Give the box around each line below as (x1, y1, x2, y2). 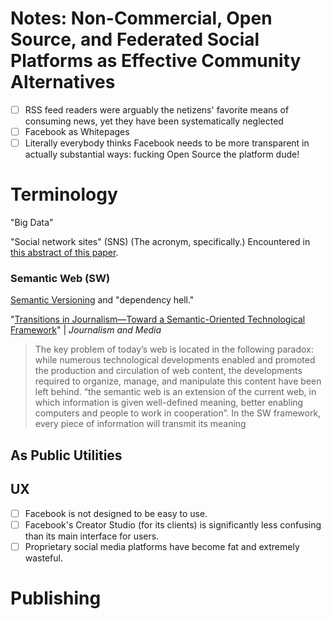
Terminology (10, 183, 118, 206)
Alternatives (10, 71, 116, 94)
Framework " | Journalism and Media (10, 324, 162, 336)
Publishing (10, 587, 102, 609)
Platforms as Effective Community (10, 50, 302, 72)
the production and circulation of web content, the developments (34, 365, 303, 377)
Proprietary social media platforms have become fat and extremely (24, 540, 300, 552)
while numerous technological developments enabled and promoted (34, 354, 316, 366)
